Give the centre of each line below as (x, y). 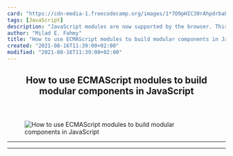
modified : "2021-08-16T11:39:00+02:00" (65, 53)
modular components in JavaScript (116, 91)
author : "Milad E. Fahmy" (44, 33)
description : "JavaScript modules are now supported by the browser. (110, 26)
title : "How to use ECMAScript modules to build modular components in (113, 40)
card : (15, 14)
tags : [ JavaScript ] (35, 20)
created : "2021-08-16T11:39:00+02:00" (63, 46)
